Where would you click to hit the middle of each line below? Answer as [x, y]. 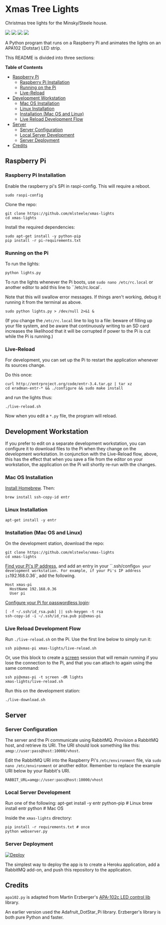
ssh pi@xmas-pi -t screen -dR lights [44, 677]
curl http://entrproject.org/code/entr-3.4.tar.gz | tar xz [69, 384]
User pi [18, 593]
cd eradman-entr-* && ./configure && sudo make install [64, 388]
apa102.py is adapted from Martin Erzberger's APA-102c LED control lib [78, 897]
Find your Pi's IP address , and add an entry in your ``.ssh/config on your [78, 566]
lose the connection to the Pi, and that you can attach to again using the [79, 663]
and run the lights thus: [29, 398]
